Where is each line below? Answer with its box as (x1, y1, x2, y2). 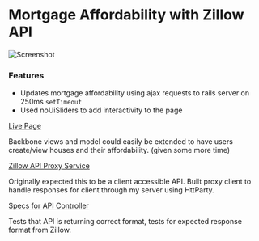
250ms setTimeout (19, 97, 83, 107)
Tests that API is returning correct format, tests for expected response (8, 217, 243, 226)
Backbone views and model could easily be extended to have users (8, 137, 233, 146)
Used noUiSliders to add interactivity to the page (19, 105, 183, 115)
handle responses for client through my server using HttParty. (8, 185, 214, 195)
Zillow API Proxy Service (8, 161, 91, 171)
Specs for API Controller (8, 201, 89, 211)
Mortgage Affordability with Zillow (8, 6, 244, 24)
